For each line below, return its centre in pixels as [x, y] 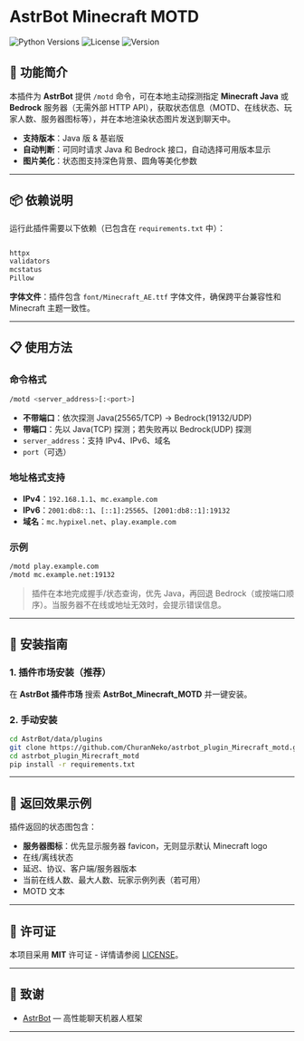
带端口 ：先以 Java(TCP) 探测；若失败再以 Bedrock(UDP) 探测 [137, 429]
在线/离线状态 [48, 857]
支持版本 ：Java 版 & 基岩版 [73, 138]
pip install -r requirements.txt [72, 764]
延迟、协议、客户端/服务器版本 [80, 869]
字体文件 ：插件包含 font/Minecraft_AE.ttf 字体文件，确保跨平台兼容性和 [146, 297]
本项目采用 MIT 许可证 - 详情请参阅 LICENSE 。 [96, 955]
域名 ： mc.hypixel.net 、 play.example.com [99, 521]
